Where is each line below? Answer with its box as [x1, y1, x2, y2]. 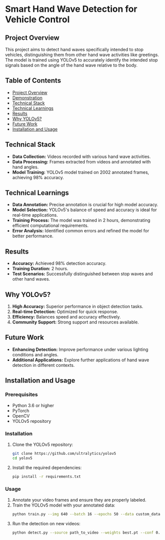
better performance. [12, 233, 54, 239]
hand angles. [12, 164, 39, 170]
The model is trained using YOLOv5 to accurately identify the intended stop [5, 57, 158, 63]
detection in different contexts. [12, 362, 75, 368]
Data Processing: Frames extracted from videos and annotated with [12, 159, 151, 164]
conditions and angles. [12, 351, 59, 357]
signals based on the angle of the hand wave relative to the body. [5, 63, 138, 68]
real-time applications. [12, 212, 58, 218]
